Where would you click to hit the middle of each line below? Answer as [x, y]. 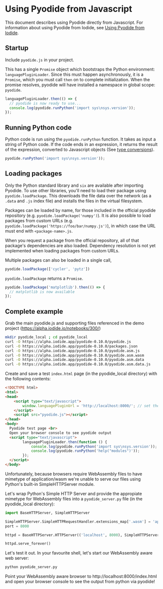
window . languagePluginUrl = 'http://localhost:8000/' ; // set [87, 406]
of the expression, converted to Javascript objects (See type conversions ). [80, 150]
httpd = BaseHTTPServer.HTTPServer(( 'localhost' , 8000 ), [64, 535]
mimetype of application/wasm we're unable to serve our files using [73, 479]
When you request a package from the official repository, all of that [72, 240]
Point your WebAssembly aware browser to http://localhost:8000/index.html [81, 576]
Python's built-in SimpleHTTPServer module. [50, 484]
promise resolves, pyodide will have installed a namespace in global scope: [80, 85]
